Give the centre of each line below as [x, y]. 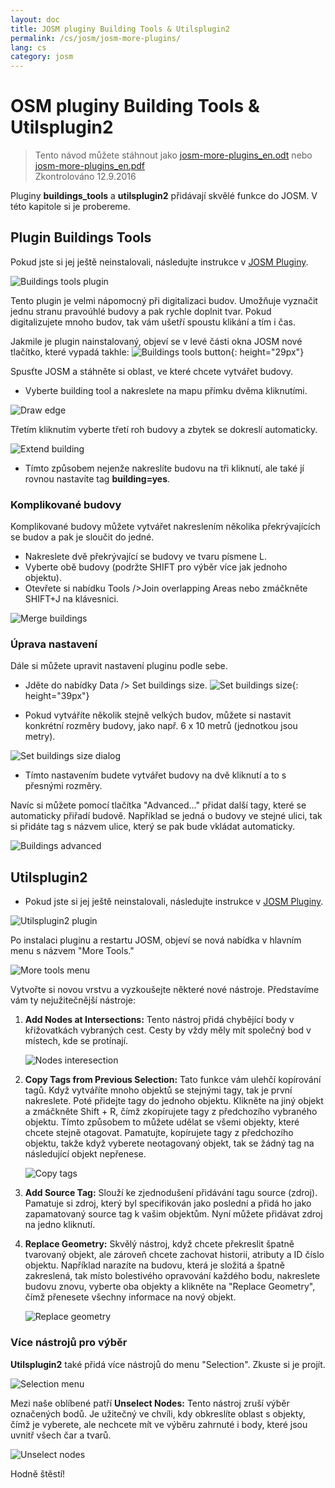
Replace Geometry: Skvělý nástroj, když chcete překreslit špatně [159, 1244]
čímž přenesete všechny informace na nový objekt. [130, 1297]
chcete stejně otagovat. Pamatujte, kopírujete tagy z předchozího [159, 1133]
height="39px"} [57, 696]
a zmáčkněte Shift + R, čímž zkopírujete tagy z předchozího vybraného [171, 1112]
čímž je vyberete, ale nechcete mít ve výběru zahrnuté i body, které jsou [159, 1424]
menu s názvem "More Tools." [72, 951]
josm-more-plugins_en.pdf [90, 166]
